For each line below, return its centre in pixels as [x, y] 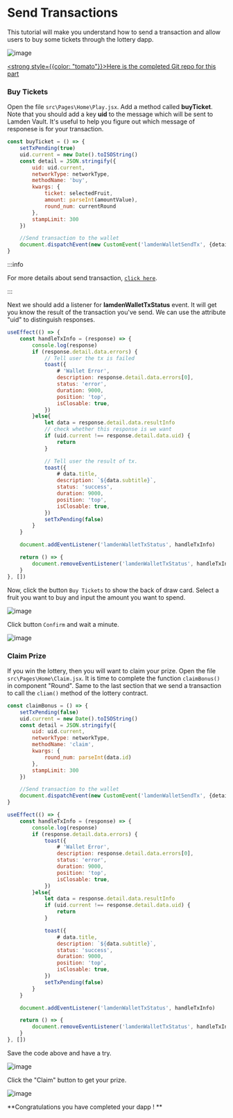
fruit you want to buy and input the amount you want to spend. [96, 597]
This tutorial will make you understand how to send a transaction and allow [114, 32]
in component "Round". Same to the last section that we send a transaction [114, 685]
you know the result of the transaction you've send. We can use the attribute [116, 312]
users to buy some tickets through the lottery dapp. [80, 39]
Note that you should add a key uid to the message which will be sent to [110, 114]
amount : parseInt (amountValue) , [91, 200]
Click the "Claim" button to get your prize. [67, 1080]
